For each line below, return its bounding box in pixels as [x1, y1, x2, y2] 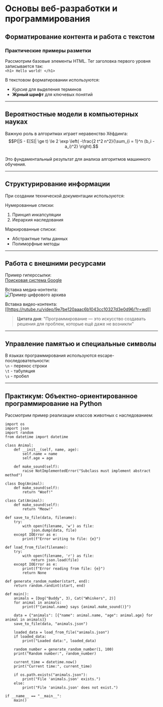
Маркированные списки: [5, 226, 57, 232]
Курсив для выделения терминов [12, 86, 81, 92]
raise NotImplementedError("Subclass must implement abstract [22, 468, 151, 473]
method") [5, 472, 23, 477]
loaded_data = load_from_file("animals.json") [14, 630, 110, 635]
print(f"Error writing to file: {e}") [22, 536, 101, 541]
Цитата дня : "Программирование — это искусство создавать [16, 316, 146, 322]
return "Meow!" [22, 506, 53, 511]
